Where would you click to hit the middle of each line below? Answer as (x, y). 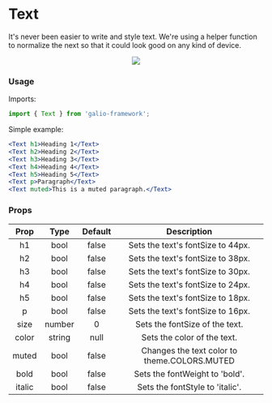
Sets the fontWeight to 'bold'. (189, 374)
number (59, 324)
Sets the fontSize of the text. (189, 324)
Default (97, 231)
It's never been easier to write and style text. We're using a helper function (133, 36)
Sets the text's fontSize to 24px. (189, 285)
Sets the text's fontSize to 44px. (189, 245)
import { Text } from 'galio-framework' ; (79, 114)
